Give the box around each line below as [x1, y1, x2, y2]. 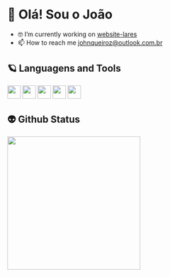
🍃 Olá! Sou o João [7, 6, 113, 23]
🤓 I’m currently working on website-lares [17, 30, 137, 38]
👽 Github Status [7, 114, 80, 126]
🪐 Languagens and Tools [7, 63, 122, 75]
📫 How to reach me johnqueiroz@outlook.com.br [17, 38, 163, 47]
